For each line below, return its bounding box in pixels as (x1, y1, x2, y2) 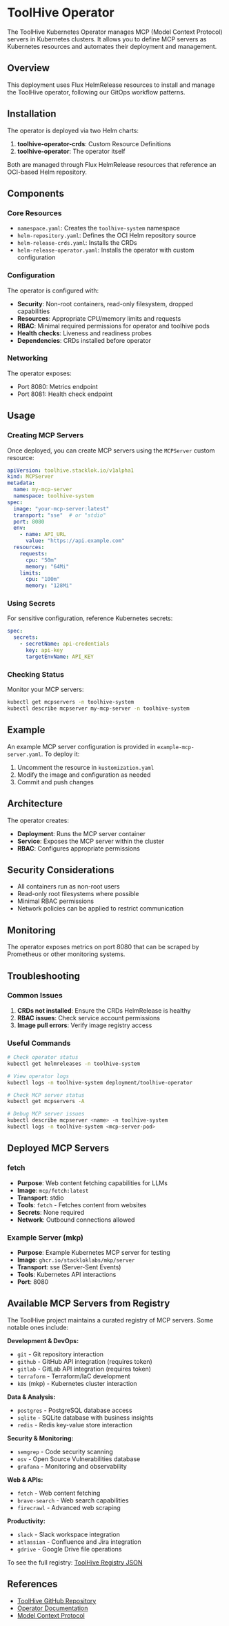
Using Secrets (7, 599, 56, 608)
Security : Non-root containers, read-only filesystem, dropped (17, 299, 193, 308)
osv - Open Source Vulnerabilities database (17, 1454, 141, 1463)
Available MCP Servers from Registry (7, 1298, 170, 1309)
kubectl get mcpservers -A (7, 1098, 85, 1105)
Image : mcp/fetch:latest (17, 1186, 89, 1194)
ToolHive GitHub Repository (17, 1596, 97, 1605)
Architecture (7, 798, 63, 810)
